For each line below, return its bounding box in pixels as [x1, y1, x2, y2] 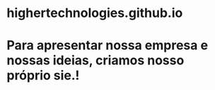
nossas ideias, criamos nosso [6, 52, 185, 69]
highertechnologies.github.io [6, 5, 183, 21]
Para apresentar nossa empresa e [6, 38, 209, 54]
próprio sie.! [6, 67, 80, 84]
